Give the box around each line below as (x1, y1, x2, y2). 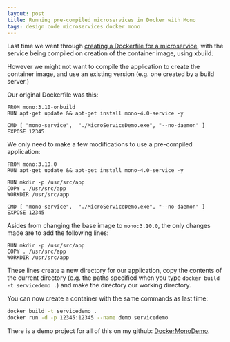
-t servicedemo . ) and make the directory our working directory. (7, 281, 191, 289)
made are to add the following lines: (7, 229, 109, 237)
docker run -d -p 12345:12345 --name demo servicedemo (7, 314, 169, 321)
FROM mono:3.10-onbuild (7, 104, 76, 111)
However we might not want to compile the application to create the (7, 63, 200, 71)
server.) (7, 77, 30, 86)
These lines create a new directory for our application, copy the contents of (7, 267, 222, 275)
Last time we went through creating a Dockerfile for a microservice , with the (7, 42, 224, 50)
